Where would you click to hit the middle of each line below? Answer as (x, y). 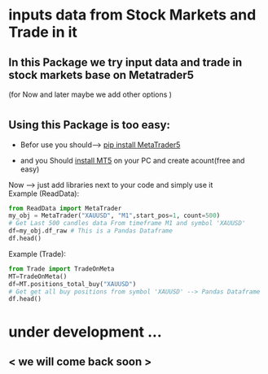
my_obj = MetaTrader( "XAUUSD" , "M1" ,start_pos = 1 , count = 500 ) (114, 216)
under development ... (86, 332)
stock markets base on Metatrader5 (101, 75)
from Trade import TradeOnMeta (62, 269)
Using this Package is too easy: (90, 125)
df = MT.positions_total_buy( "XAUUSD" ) (72, 284)
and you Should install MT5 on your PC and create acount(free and (132, 160)
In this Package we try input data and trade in (125, 62)
